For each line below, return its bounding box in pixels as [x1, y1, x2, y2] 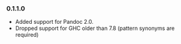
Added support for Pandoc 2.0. [15, 18, 94, 26]
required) [15, 31, 39, 38]
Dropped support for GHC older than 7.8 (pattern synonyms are [15, 24, 175, 32]
